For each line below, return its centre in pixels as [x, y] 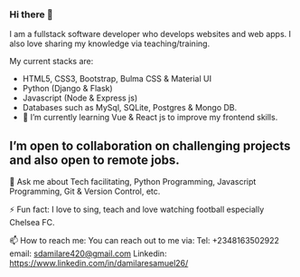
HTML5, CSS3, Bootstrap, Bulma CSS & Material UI [117, 79]
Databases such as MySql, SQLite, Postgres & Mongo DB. [130, 108]
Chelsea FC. [33, 223]
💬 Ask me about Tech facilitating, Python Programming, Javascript [133, 182]
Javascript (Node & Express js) [80, 98]
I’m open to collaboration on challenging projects [150, 145]
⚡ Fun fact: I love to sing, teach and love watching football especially [137, 210]
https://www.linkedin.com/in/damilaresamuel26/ [99, 263]
